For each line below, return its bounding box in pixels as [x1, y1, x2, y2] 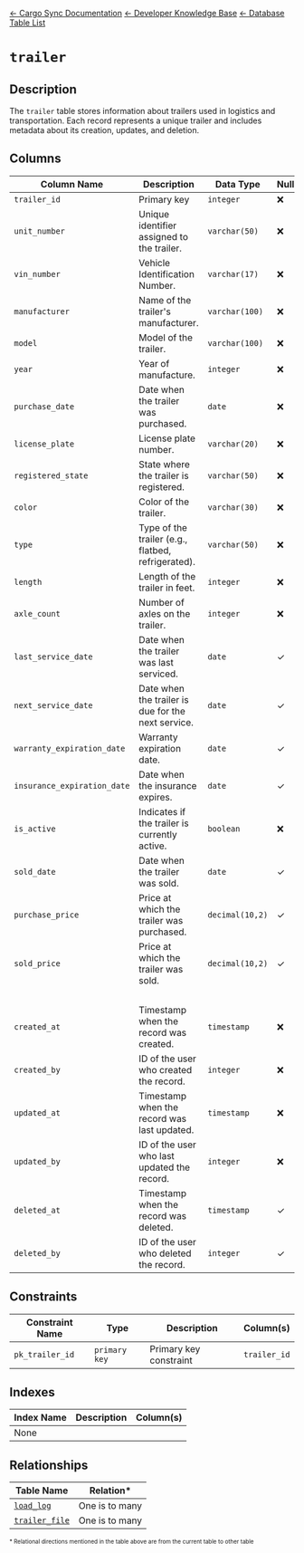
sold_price [14, 958, 61, 968]
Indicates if [138, 805, 186, 818]
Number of [138, 596, 185, 609]
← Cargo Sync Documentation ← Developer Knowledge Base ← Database [9, 8, 285, 18]
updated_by [14, 1156, 61, 1166]
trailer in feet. [138, 581, 195, 594]
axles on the [138, 607, 191, 619]
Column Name [40, 177, 104, 190]
